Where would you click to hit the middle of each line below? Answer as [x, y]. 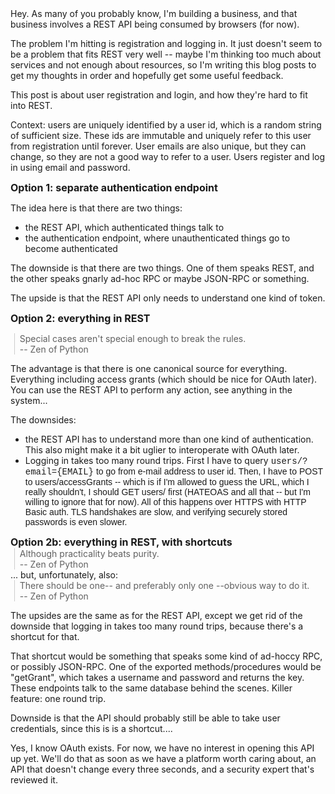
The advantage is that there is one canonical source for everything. [149, 368]
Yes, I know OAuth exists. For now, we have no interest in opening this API [162, 748]
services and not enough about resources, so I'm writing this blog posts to [163, 65]
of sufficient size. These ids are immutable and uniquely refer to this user [161, 135]
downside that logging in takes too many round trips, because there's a [157, 626]
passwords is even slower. [76, 522]
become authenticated [71, 248]
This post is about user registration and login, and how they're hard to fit [159, 95]
